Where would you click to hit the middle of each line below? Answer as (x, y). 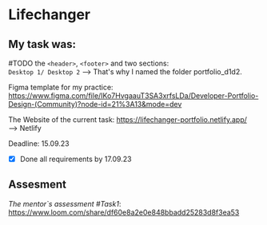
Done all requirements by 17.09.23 (76, 159)
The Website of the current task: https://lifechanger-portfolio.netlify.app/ (128, 120)
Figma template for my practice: (61, 87)
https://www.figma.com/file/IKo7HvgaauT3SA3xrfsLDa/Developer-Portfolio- (133, 96)
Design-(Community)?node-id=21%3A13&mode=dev (95, 104)
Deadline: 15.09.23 (39, 144)
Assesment (37, 185)
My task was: (42, 44)
